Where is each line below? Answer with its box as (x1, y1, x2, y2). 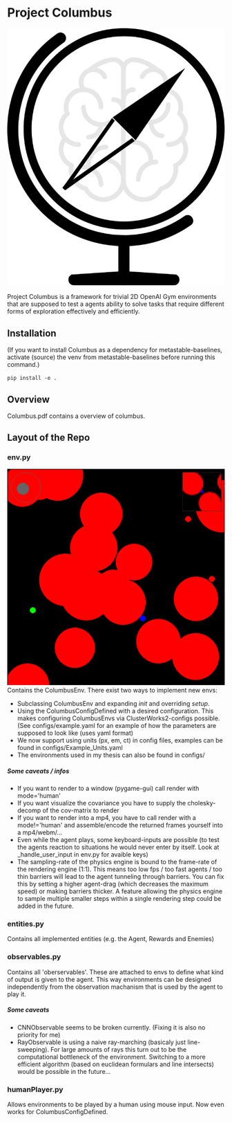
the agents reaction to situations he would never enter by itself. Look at (17, 843, 220, 852)
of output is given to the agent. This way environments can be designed (7, 975, 212, 983)
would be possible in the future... (17, 1067, 111, 1075)
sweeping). (17, 1045, 50, 1053)
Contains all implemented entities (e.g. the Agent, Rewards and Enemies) (7, 935, 215, 943)
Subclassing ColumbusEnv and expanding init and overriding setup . (17, 700, 210, 708)
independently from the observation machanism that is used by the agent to (7, 983, 223, 991)
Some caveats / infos (7, 767, 70, 775)
